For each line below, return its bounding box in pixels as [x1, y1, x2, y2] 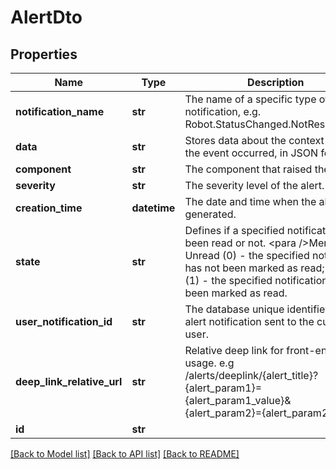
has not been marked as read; [184, 261, 325, 275]
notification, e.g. [184, 105, 262, 118]
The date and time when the [184, 195, 317, 208]
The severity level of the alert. [184, 179, 325, 192]
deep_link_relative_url [15, 375, 123, 388]
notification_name [15, 105, 105, 118]
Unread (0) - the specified [184, 249, 310, 262]
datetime [131, 201, 176, 215]
